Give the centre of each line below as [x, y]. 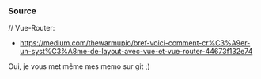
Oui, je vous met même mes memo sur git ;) [79, 66]
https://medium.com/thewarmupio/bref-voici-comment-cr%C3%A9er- [135, 43]
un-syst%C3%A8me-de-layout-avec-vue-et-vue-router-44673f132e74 [136, 52]
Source [23, 11]
